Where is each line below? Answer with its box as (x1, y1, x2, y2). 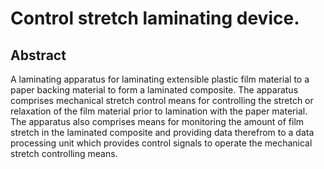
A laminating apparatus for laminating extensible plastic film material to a (10, 73, 310, 85)
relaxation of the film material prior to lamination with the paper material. (10, 105, 308, 117)
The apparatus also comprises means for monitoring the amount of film (10, 116, 305, 127)
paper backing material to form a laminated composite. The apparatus (10, 84, 299, 96)
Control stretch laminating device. (10, 7, 300, 30)
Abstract (10, 47, 67, 64)
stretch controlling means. (10, 148, 118, 159)
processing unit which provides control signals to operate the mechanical (10, 137, 313, 149)
